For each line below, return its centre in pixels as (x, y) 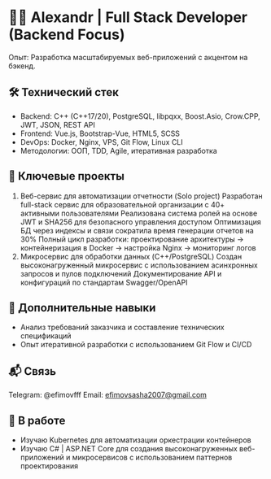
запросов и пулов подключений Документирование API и (121, 273)
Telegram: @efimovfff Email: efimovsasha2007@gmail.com (108, 395)
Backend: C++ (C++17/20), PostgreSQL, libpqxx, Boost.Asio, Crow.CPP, (140, 116)
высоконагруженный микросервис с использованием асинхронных (139, 265)
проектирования (49, 466)
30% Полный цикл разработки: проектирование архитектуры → (132, 239)
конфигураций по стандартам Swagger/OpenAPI (104, 282)
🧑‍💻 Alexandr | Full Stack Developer (128, 17)
